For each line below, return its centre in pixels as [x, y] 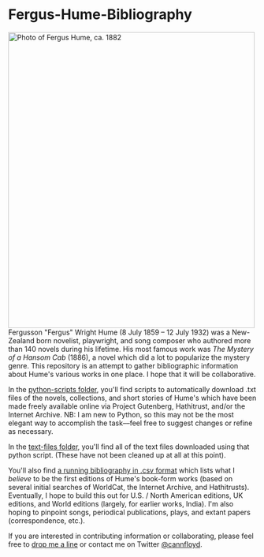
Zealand [22, 340]
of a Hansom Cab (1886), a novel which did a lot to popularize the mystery [129, 357]
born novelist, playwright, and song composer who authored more [143, 340]
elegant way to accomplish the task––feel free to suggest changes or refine [130, 423]
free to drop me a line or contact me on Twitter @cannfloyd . [105, 544]
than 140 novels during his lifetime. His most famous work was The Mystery [131, 349]
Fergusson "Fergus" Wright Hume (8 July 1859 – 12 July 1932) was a [119, 332]
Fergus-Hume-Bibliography [100, 15]
